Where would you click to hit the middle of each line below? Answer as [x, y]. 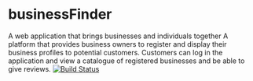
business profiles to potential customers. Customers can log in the [115, 52]
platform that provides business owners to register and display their [117, 44]
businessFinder [60, 14]
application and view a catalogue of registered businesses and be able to [126, 61]
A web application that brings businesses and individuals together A [118, 36]
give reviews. [29, 69]
